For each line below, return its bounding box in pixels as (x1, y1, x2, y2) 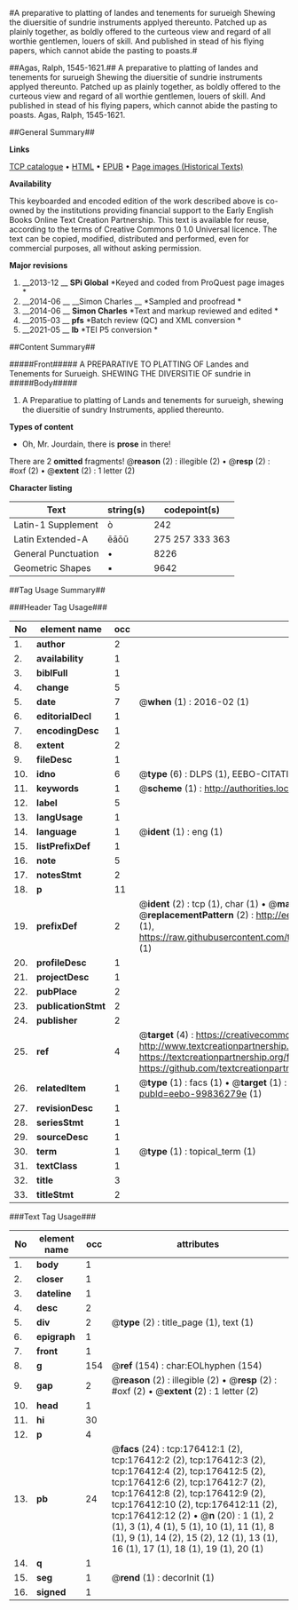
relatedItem (36, 1083, 87, 1094)
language (36, 826, 77, 837)
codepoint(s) (163, 504, 220, 516)
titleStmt (36, 1189, 74, 1201)
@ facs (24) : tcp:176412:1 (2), (111, 1443, 244, 1455)
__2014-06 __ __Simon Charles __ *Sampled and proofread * (21, 297, 242, 306)
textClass (36, 1160, 78, 1171)
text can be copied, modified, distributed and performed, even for (9, 234, 250, 243)
